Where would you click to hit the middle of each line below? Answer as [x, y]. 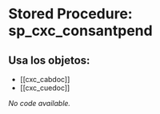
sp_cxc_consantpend [81, 31]
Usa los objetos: [49, 60]
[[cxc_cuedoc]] [45, 88]
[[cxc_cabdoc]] [45, 79]
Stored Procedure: [71, 14]
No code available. [39, 103]
